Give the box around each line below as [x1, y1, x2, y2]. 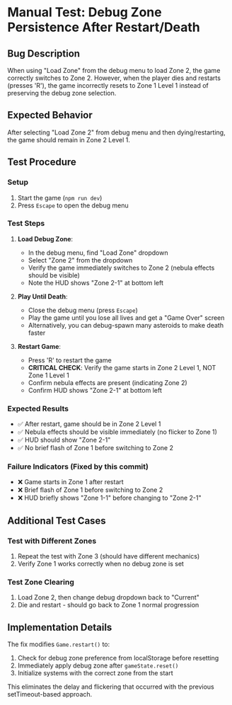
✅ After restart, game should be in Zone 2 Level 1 [17, 420, 161, 428]
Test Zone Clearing [7, 578, 74, 587]
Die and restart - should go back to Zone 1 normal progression [17, 601, 199, 609]
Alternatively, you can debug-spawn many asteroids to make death [28, 321, 224, 329]
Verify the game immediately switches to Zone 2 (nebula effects [28, 263, 215, 272]
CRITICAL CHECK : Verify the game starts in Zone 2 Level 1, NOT [28, 363, 216, 372]
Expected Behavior [7, 109, 93, 121]
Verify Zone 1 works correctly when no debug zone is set [17, 560, 184, 568]
